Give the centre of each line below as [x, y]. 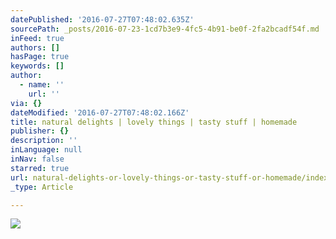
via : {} [26, 103]
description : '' [44, 141]
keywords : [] [37, 66]
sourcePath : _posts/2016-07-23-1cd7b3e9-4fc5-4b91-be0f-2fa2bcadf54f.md [165, 29]
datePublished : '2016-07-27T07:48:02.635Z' [102, 19]
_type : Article [42, 187]
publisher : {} [40, 131]
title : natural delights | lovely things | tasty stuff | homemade [154, 122]
